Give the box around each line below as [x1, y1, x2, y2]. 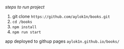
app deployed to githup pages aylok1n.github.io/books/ [5, 38, 120, 44]
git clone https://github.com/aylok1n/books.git [12, 14, 110, 19]
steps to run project [5, 4, 45, 10]
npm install [12, 25, 37, 30]
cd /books [12, 19, 33, 24]
